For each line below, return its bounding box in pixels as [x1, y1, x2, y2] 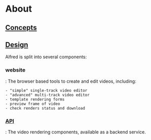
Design [5, 40, 28, 49]
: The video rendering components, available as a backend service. [5, 129, 146, 135]
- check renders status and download [5, 106, 85, 111]
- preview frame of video [5, 101, 60, 107]
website [5, 66, 25, 74]
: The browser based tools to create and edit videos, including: [5, 78, 136, 84]
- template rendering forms [5, 97, 65, 102]
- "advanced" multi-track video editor [5, 92, 90, 97]
